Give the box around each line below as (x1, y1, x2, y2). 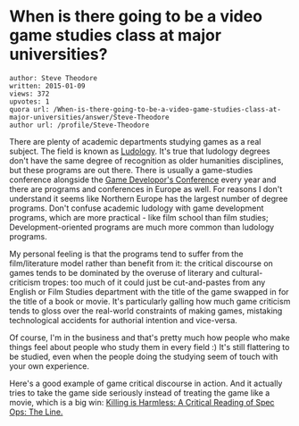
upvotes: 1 (9, 96, 50, 106)
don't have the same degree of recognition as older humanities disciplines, (9, 155, 284, 166)
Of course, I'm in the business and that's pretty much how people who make (9, 332, 290, 343)
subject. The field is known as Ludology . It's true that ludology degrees (9, 146, 270, 156)
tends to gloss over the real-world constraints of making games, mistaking (9, 305, 283, 316)
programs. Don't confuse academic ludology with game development (9, 203, 264, 213)
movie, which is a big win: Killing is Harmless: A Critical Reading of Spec (9, 397, 275, 407)
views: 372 (9, 89, 50, 98)
